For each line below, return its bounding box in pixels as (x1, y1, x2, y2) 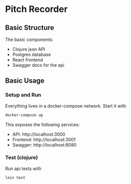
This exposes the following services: (5, 121, 80, 128)
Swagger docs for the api (12, 62, 65, 68)
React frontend (12, 57, 43, 63)
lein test (5, 175, 26, 180)
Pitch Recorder (5, 3, 68, 15)
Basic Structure (5, 23, 55, 32)
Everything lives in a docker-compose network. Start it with (5, 103, 127, 109)
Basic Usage (5, 76, 45, 85)
